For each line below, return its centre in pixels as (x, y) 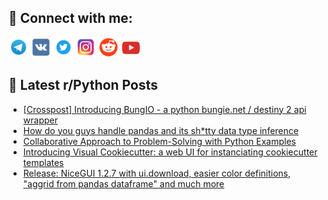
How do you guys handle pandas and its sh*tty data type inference (161, 130)
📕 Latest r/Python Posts (83, 85)
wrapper (40, 120)
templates (43, 162)
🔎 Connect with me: (70, 18)
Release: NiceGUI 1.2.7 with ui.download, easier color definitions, (156, 173)
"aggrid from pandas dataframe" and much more (123, 183)
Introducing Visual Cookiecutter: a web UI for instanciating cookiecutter (170, 152)
